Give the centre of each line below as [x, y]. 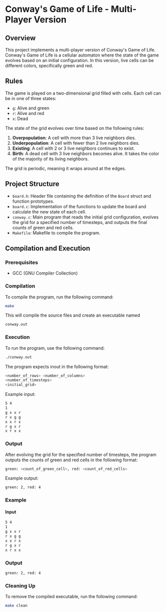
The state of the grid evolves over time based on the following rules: [75, 128]
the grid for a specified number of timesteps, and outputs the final [80, 222]
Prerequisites [22, 262]
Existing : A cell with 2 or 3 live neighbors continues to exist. [74, 148]
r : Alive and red [28, 113]
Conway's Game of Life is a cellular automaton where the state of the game [82, 55]
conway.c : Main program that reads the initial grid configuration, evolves [85, 217]
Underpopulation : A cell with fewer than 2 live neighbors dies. [76, 143]
